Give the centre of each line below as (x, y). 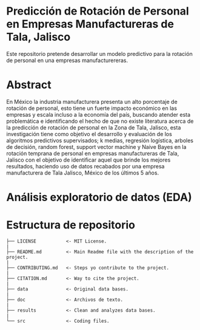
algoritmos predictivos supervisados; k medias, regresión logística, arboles (100, 140)
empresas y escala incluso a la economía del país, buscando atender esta (98, 114)
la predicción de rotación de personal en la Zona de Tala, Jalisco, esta (94, 127)
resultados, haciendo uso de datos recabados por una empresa (85, 166)
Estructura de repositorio (71, 225)
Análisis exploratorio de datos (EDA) (99, 197)
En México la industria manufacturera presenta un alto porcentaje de (92, 101)
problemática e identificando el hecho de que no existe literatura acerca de (100, 121)
